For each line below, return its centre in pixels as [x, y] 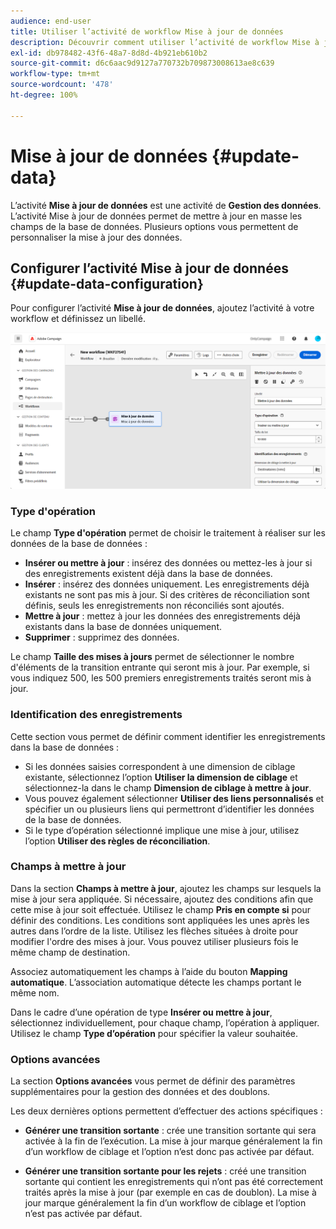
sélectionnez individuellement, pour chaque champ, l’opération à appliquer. [165, 1022]
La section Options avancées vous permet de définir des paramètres [153, 1081]
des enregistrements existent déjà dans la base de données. [148, 574]
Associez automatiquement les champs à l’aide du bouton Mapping [149, 971]
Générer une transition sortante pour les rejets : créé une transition [165, 1171]
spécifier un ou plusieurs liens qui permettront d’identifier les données [169, 809]
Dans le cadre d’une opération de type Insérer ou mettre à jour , [141, 1012]
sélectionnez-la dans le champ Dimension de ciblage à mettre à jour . [168, 787]
